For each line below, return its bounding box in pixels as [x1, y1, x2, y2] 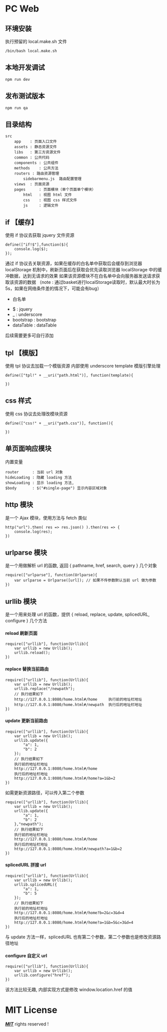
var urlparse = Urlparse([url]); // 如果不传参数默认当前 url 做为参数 [14, 578, 156, 583]
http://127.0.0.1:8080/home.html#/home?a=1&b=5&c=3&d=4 [14, 920, 134, 925]
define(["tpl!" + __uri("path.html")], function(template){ [5, 373, 134, 378]
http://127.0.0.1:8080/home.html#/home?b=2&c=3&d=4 [14, 910, 124, 915]
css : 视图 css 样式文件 [23, 198, 77, 203]
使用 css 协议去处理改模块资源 [5, 411, 68, 417]
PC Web [5, 3, 39, 15]
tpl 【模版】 [5, 349, 42, 357]
